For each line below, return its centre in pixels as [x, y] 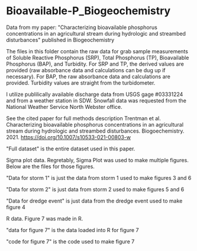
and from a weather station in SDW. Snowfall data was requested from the [96, 100]
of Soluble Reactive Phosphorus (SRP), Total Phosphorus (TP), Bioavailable [98, 57]
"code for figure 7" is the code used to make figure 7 [70, 242]
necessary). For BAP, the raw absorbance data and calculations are [88, 76]
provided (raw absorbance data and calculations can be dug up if [86, 70]
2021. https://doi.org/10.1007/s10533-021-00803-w [69, 137]
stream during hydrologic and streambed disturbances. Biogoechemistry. [95, 131]
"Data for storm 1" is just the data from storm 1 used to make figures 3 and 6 [99, 178]
